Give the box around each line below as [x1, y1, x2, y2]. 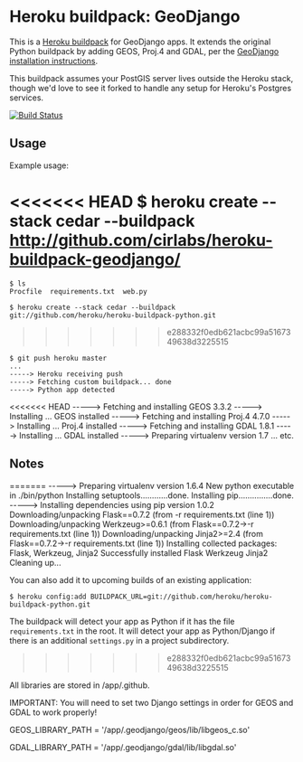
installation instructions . [9, 55, 99, 66]
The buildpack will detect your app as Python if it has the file [9, 616, 235, 626]
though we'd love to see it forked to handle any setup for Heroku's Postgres [9, 82, 292, 93]
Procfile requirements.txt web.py [9, 287, 147, 296]
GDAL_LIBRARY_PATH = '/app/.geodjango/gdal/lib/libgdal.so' [9, 741, 237, 752]
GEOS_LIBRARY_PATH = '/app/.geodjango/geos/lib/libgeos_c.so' [9, 724, 251, 735]
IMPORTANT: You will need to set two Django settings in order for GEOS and [9, 697, 294, 708]
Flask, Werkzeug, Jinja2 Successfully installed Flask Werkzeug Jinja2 [9, 547, 269, 558]
